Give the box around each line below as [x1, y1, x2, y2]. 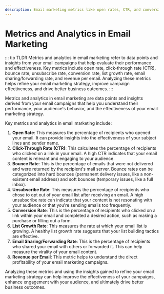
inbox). [12, 181, 26, 187]
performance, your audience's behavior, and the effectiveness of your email [5, 105, 158, 111]
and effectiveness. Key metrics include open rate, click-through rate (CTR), [5, 65, 156, 71]
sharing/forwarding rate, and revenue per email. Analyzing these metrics [5, 75, 151, 81]
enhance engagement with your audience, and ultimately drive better [5, 279, 144, 285]
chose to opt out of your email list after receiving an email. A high [12, 192, 143, 197]
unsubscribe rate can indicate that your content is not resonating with [12, 197, 152, 203]
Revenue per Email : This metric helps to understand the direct [12, 254, 138, 260]
